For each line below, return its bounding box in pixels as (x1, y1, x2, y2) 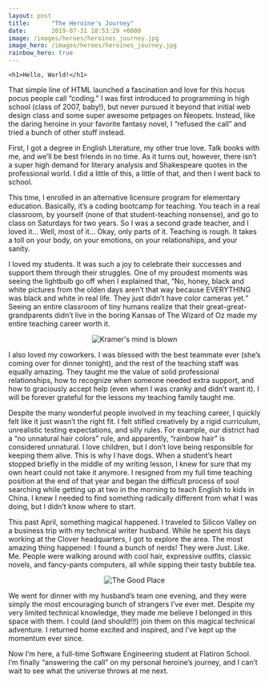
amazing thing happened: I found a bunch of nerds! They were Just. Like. (8, 543, 250, 552)
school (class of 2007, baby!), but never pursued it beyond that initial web (8, 102, 251, 111)
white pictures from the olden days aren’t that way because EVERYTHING (8, 285, 251, 294)
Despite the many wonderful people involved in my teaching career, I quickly (8, 408, 261, 418)
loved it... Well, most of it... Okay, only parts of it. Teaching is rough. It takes (8, 227, 258, 236)
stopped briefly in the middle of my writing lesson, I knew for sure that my (8, 459, 252, 469)
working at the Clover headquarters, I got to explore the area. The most (8, 535, 243, 543)
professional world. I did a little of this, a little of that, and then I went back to (8, 169, 261, 178)
